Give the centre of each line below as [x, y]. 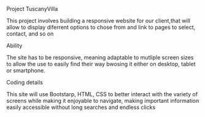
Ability [14, 46]
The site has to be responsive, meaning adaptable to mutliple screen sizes [100, 57]
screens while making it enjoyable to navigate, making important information [103, 101]
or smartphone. [26, 70]
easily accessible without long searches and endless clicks [81, 107]
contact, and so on [30, 34]
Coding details [25, 82]
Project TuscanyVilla [32, 9]
